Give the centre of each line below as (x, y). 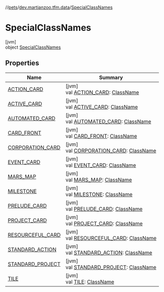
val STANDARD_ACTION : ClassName (109, 252)
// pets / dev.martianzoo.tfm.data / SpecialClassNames (59, 7)
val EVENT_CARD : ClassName (101, 165)
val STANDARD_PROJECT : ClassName (111, 267)
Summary (111, 77)
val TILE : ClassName (90, 282)
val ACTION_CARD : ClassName (102, 92)
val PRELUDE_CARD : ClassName (104, 209)
